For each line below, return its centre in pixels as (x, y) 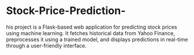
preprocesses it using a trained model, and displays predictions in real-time (97, 39)
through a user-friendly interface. (46, 46)
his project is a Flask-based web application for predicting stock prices (92, 27)
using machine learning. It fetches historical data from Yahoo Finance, (91, 33)
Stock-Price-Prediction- (66, 11)
